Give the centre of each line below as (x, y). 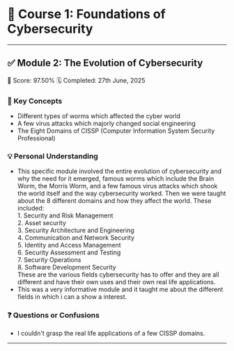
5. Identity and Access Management (69, 245)
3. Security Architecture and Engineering (76, 230)
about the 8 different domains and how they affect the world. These (114, 201)
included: (31, 209)
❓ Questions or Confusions (53, 316)
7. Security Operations (49, 260)
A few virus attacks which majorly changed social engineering (107, 124)
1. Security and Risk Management (65, 215)
